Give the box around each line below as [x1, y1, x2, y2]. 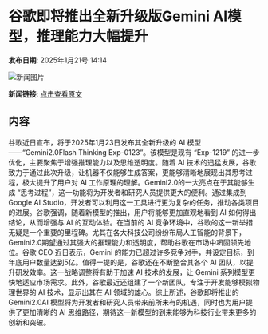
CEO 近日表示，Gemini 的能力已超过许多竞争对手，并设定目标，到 [37, 247, 255, 256]
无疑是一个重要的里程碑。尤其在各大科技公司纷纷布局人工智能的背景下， [8, 227, 246, 237]
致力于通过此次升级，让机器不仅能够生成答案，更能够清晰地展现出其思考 [8, 167, 246, 177]
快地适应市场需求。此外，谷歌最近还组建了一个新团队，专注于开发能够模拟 [8, 277, 253, 287]
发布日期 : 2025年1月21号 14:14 [8, 55, 108, 65]
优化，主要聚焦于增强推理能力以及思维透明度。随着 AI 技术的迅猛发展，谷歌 [8, 157, 257, 167]
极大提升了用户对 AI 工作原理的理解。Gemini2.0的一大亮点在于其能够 [22, 177, 249, 187]
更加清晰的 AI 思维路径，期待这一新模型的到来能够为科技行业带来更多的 [22, 307, 257, 316]
